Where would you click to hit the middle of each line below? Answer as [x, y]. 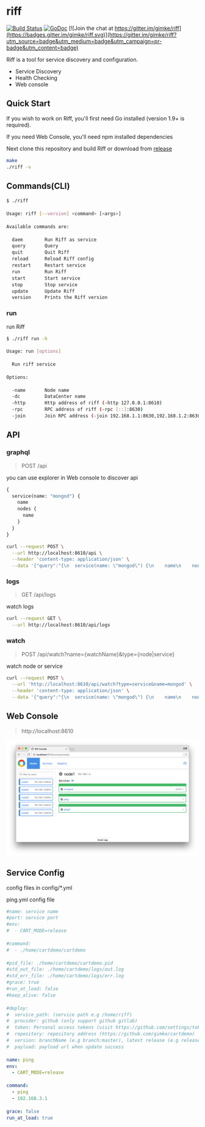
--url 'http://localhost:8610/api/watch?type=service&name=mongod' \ [102, 684]
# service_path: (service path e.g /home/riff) [69, 1014]
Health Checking [36, 78]
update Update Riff [43, 291]
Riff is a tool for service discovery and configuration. [72, 59]
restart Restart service [49, 265]
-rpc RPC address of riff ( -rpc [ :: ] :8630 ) [77, 410]
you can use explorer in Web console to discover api [72, 478]
